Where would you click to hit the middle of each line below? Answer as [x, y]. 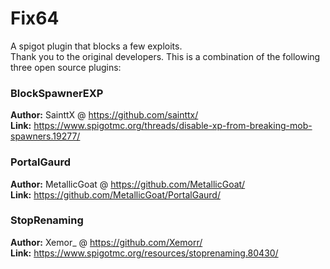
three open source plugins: [66, 67]
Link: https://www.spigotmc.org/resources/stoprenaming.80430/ [144, 253]
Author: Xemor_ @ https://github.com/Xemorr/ [106, 242]
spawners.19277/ [45, 136]
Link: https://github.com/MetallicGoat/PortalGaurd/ [115, 194]
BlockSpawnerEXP [57, 93]
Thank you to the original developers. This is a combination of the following [165, 56]
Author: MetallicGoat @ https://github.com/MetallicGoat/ [128, 184]
